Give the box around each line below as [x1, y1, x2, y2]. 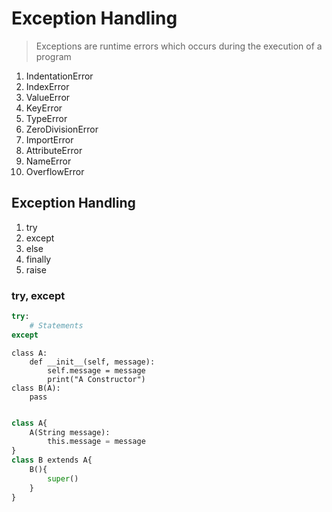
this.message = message [47, 437, 146, 447]
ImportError [25, 133, 74, 146]
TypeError [25, 112, 68, 124]
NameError [25, 155, 72, 167]
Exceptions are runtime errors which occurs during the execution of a [35, 40, 323, 52]
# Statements [29, 320, 84, 331]
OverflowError [25, 165, 85, 177]
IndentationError [25, 70, 94, 82]
